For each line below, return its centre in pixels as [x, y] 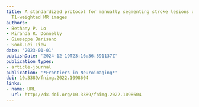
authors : [17, 23]
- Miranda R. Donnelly [34, 34]
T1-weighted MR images [39, 17]
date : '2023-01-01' [30, 51]
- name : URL [21, 89]
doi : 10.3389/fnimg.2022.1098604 [47, 78]
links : [14, 84]
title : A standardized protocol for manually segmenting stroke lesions [98, 12]
